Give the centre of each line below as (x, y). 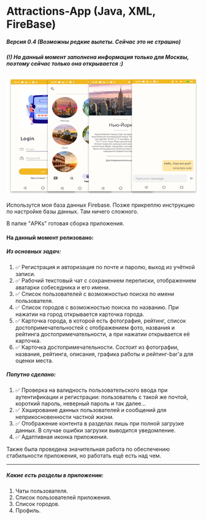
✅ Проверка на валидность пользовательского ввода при (91, 390)
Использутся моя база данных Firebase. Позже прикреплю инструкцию (101, 205)
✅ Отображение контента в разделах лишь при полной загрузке (100, 423)
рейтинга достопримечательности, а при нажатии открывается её (102, 334)
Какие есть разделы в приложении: (55, 475)
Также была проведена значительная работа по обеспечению (88, 449)
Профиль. (28, 510)
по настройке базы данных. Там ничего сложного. (73, 212)
